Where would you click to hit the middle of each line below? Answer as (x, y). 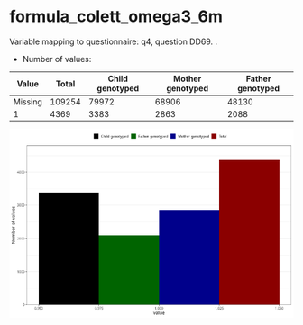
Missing (28, 102)
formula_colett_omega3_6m (116, 17)
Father (258, 79)
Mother (187, 79)
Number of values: (57, 59)
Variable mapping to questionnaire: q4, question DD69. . (114, 41)
